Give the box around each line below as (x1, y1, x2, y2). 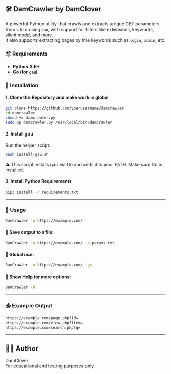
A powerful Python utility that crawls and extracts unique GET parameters (5, 20, 160, 27)
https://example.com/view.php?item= (5, 320, 83, 326)
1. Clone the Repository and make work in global (5, 94, 109, 100)
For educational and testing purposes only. (5, 363, 95, 369)
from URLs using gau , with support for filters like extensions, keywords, (5, 26, 154, 32)
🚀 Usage (5, 206, 26, 213)
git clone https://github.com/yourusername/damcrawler (5, 105, 124, 111)
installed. (5, 167, 24, 173)
